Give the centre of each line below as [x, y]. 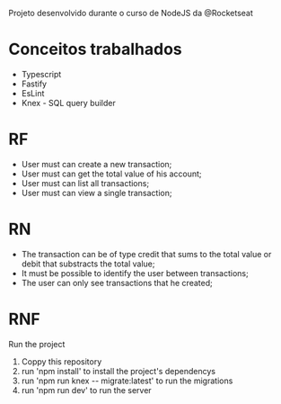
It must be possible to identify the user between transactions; [135, 273]
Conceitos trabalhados [96, 49]
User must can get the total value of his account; [112, 174]
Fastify [34, 84]
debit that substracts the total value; [88, 264]
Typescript [41, 74]
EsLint [33, 93]
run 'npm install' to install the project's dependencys [119, 371]
